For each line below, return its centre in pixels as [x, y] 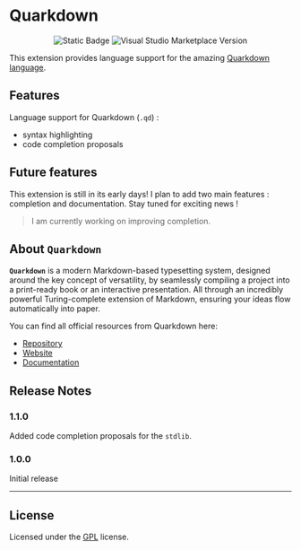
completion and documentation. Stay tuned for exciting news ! [124, 204]
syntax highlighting [57, 135]
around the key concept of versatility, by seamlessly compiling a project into [150, 280]
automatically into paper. [55, 309]
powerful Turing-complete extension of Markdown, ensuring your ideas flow [150, 299]
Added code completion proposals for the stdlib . [101, 436]
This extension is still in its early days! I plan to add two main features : [139, 194]
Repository [42, 344]
